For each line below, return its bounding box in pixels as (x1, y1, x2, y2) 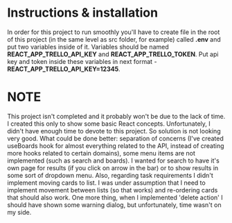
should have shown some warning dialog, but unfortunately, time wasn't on (7, 200, 222, 209)
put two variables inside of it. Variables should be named (7, 42, 169, 51)
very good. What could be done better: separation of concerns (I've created (7, 134, 224, 142)
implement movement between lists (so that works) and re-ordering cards (7, 185, 218, 194)
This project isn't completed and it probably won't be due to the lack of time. (7, 112, 226, 120)
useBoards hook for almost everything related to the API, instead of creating (7, 141, 224, 150)
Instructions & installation (7, 5, 158, 21)
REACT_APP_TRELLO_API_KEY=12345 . (7, 65, 121, 73)
